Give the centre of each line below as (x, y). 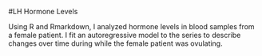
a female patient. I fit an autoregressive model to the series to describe (125, 35)
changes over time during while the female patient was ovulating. (115, 43)
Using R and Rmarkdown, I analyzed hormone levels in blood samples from (131, 26)
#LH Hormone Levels (43, 11)
